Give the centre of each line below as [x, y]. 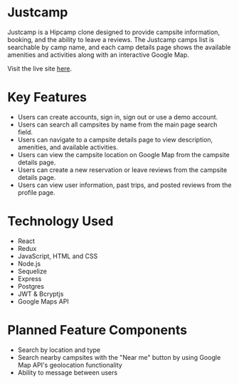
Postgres [31, 286]
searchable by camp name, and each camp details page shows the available [119, 47]
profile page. [36, 192]
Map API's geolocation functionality [70, 365]
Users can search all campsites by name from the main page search [117, 124]
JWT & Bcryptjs [41, 294]
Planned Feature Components [97, 330]
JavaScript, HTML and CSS [58, 256]
